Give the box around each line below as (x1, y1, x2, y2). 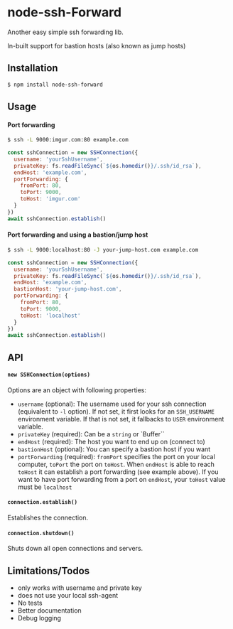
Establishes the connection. (7, 513, 89, 522)
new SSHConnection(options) (7, 371, 91, 379)
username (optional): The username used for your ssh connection (17, 399, 207, 408)
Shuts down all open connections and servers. (7, 544, 143, 553)
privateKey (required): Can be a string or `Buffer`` (17, 429, 165, 438)
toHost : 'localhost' (20, 312, 81, 319)
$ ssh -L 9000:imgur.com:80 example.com (7, 136, 129, 144)
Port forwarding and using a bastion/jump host (7, 230, 148, 239)
